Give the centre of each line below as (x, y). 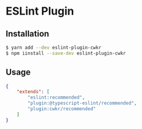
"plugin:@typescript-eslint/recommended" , (82, 103)
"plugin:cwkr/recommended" (62, 109)
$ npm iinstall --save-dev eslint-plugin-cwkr (66, 53)
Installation (27, 34)
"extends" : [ (33, 92)
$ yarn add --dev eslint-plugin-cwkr (54, 47)
